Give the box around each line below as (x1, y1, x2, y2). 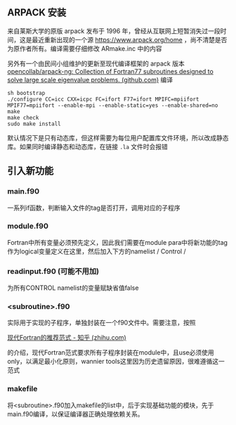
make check (7, 114, 39, 121)
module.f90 (7, 221, 49, 231)
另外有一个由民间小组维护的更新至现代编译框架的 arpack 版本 (7, 59, 185, 68)
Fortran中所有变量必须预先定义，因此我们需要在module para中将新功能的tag (7, 238, 228, 246)
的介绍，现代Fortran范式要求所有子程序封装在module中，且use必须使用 (7, 348, 214, 357)
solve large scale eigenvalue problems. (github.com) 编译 (7, 75, 173, 84)
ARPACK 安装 (7, 6, 67, 19)
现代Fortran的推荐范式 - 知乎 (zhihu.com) (7, 334, 126, 342)
